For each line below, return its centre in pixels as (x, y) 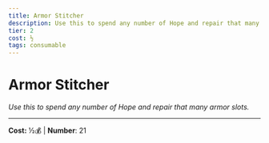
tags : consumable (37, 46)
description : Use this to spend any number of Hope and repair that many (134, 23)
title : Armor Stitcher (46, 16)
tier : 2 (21, 30)
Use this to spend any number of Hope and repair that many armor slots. (129, 107)
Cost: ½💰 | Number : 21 (47, 131)
